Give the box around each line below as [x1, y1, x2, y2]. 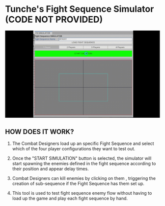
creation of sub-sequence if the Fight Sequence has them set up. [12, 181, 145, 187]
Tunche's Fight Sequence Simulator [5, 3, 154, 15]
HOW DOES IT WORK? [5, 127, 74, 136]
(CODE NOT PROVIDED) [5, 14, 103, 25]
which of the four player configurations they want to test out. [12, 146, 136, 152]
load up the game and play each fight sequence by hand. [12, 196, 128, 202]
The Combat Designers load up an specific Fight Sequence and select [12, 140, 154, 146]
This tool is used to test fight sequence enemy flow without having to [12, 190, 152, 196]
